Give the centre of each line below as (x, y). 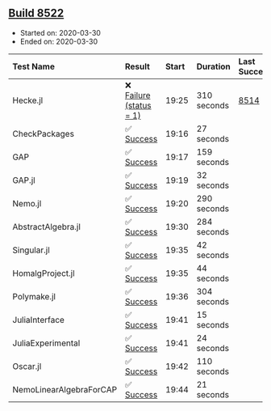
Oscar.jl (27, 366)
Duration (214, 66)
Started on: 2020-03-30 (60, 32)
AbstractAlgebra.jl (46, 227)
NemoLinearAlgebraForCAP (65, 389)
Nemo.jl (27, 203)
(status (138, 105)
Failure (138, 95)
